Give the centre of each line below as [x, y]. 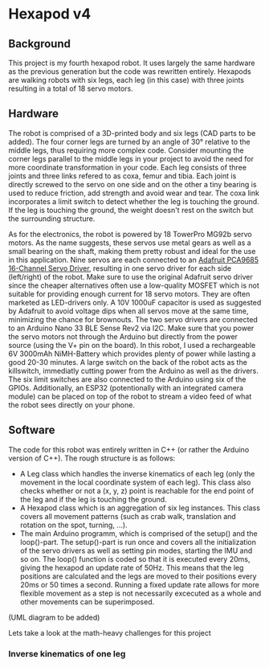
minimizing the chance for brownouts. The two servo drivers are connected [133, 319]
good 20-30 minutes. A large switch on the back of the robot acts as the [128, 362]
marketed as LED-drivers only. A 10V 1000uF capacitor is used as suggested [135, 302]
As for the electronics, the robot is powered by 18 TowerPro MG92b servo [130, 234]
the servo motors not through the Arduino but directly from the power [123, 336]
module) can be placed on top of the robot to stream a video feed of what [130, 396]
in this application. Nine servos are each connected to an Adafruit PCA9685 [134, 260]
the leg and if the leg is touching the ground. [93, 499]
